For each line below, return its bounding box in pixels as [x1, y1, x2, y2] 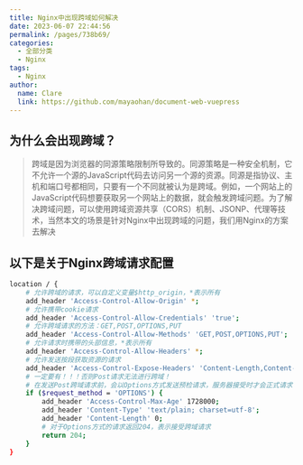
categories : [9, 38, 54, 48]
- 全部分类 [17, 47, 53, 56]
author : [9, 80, 39, 89]
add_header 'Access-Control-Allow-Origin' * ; [25, 296, 200, 305]
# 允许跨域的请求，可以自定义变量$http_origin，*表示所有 [25, 288, 221, 297]
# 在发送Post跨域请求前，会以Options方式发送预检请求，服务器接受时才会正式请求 [25, 380, 293, 389]
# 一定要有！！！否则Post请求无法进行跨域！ [25, 372, 171, 381]
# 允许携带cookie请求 [25, 304, 99, 314]
